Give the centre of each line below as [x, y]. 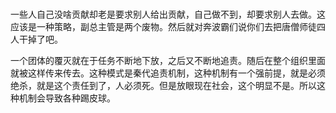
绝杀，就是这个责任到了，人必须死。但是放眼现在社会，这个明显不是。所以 [163, 86]
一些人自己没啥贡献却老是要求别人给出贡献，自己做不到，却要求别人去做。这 [168, 14]
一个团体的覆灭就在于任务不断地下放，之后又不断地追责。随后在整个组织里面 [168, 61]
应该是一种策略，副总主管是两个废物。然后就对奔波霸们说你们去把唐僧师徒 [163, 27]
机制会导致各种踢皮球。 [67, 98]
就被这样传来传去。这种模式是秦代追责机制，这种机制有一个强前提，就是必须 [168, 73]
